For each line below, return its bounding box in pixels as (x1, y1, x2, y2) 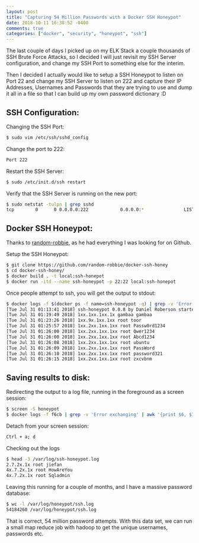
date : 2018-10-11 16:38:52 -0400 (6, 20, 89, 26)
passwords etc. (6, 530, 44, 537)
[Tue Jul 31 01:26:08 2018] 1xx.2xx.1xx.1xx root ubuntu (6, 339, 150, 345)
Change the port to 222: (6, 145, 65, 152)
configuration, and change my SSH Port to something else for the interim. (6, 60, 185, 67)
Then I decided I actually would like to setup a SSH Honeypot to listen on (6, 71, 184, 78)
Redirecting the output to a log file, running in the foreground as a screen (6, 389, 184, 396)
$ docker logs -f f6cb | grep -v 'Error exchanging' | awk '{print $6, (6, 411, 187, 418)
